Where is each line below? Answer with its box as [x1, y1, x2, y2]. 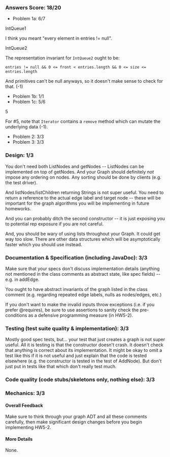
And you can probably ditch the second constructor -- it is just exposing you [5, 215, 165, 221]
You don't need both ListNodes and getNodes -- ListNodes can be [5, 163, 145, 169]
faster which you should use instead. [5, 241, 82, 247]
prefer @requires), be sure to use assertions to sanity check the [5, 307, 139, 313]
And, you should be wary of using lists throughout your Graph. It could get [5, 231, 161, 237]
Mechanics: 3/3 [5, 390, 45, 397]
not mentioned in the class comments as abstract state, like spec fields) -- [5, 271, 161, 277]
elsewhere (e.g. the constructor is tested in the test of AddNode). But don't [5, 358, 162, 364]
